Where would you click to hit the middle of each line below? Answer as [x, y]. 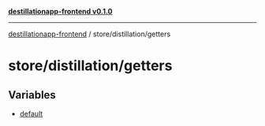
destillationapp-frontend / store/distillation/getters [90, 34]
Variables [32, 95]
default [31, 114]
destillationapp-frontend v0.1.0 [60, 11]
